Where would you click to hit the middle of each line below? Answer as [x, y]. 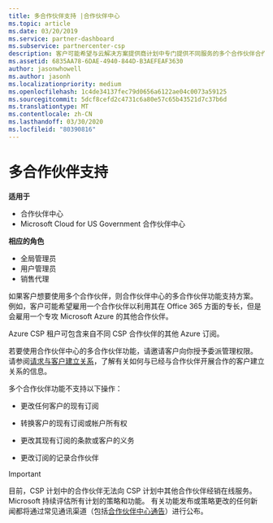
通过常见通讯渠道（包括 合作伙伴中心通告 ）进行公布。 [119, 511]
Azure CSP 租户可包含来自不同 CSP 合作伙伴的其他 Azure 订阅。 [116, 333]
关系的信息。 [30, 371]
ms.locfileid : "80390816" [52, 129]
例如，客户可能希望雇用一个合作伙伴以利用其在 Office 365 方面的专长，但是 [135, 306]
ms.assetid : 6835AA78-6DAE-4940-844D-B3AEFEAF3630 [96, 62]
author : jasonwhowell [45, 69]
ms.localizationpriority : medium [65, 84]
